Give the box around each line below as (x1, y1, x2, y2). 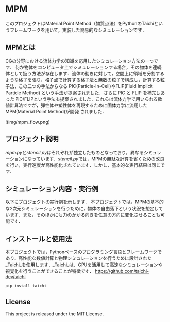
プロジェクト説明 (5, 135, 59, 143)
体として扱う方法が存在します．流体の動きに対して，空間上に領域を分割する (5, 70, 165, 76)
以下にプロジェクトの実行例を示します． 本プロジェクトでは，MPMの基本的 (5, 199, 164, 205)
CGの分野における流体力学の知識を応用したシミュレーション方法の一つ (5, 57, 154, 64)
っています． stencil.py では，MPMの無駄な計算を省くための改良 (31, 156, 165, 162)
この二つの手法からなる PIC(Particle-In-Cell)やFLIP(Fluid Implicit (18, 83, 153, 89)
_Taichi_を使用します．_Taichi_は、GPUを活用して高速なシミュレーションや (5, 261, 163, 268)
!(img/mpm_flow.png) (5, 119, 50, 125)
